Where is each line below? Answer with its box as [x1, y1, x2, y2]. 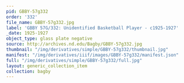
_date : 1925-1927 [6, 30, 48, 36]
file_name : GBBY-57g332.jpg [6, 19, 75, 25]
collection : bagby [6, 68, 51, 74]
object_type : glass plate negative [6, 36, 93, 41]
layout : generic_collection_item [6, 63, 88, 69]
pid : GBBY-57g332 [6, 8, 48, 15]
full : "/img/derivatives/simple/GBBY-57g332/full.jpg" [6, 57, 143, 63]
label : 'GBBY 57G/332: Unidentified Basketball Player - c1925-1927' [6, 25, 179, 31]
